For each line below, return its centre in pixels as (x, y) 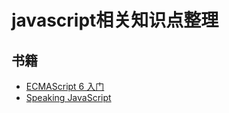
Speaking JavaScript (68, 97)
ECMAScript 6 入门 (65, 86)
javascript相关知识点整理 (115, 20)
